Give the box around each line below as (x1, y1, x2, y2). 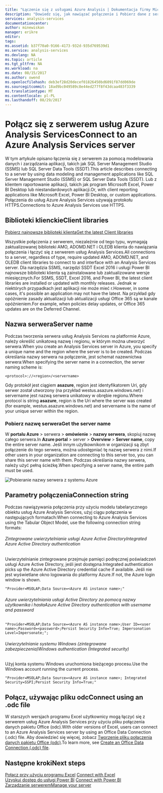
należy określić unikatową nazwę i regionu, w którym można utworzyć (5, 338, 146, 344)
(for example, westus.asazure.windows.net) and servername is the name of (5, 403, 156, 408)
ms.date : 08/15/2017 (5, 71, 47, 76)
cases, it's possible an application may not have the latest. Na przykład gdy (5, 290, 156, 296)
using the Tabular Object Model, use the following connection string (5, 520, 141, 525)
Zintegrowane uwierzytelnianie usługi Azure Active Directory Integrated (5, 536, 147, 542)
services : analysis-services (5, 16, 64, 21)
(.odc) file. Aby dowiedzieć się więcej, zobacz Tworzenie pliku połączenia (5, 735, 152, 740)
